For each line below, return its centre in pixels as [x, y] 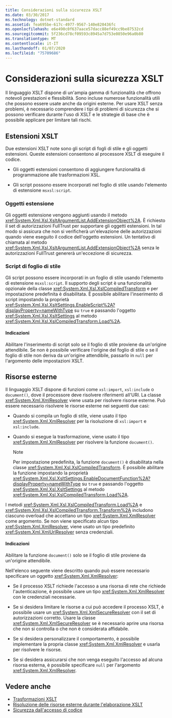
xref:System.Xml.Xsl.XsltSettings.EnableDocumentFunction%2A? [81, 478]
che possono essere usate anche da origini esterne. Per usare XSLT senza [84, 104]
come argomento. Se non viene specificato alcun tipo [62, 521]
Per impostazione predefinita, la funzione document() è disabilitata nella [88, 462]
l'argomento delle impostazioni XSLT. [44, 361]
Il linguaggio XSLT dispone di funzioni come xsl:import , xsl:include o [80, 389]
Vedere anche [28, 687]
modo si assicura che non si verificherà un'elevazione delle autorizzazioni [83, 231]
